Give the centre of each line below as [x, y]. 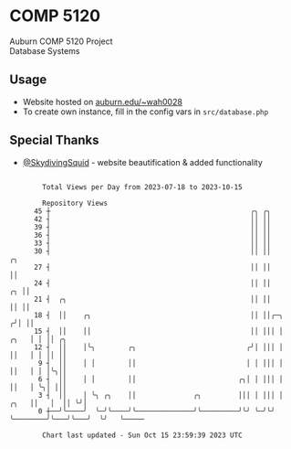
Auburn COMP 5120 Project [61, 41]
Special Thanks [54, 140]
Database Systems [45, 50]
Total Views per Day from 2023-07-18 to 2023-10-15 [143, 187]
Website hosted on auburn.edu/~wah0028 [102, 102]
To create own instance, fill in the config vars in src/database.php [145, 112]
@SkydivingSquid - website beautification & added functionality [142, 162]
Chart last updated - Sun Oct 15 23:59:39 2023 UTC [143, 435]
